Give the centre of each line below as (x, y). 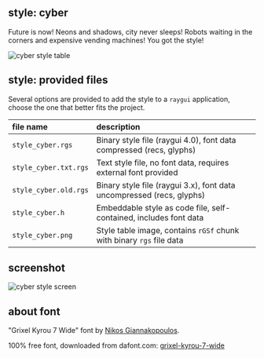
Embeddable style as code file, (153, 207)
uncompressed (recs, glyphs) (151, 195)
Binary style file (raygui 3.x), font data (166, 185)
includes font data (170, 217)
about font (34, 311)
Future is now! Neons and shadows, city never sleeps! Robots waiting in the (130, 31)
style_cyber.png (42, 235)
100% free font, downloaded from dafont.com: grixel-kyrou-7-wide (117, 345)
